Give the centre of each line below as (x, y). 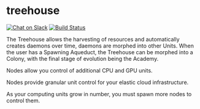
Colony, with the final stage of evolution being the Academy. (83, 58)
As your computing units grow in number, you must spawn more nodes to (99, 94)
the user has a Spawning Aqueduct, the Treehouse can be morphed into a (100, 52)
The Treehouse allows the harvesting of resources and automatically (93, 39)
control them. (23, 100)
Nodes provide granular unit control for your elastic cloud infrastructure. (98, 82)
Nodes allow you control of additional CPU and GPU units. (79, 70)
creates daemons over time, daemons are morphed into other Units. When (100, 46)
